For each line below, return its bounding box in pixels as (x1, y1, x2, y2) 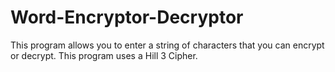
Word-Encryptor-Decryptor (10, 6, 244, 29)
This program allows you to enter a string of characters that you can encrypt (10, 39, 325, 51)
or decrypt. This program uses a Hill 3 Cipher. (10, 49, 198, 61)
